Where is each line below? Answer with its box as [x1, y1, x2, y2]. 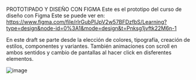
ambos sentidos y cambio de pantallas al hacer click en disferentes [6, 49, 172, 56]
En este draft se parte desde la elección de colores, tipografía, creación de [6, 36, 190, 43]
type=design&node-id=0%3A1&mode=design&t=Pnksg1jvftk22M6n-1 [6, 24, 177, 32]
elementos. [6, 56, 34, 62]
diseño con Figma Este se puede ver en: [6, 12, 105, 19]
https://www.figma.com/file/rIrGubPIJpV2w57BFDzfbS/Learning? [6, 19, 167, 25]
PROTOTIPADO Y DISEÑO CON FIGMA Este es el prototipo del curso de [6, 6, 182, 13]
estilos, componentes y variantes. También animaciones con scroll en [6, 42, 177, 50]
